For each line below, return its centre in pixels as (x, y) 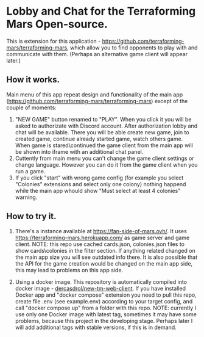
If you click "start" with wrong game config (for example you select (99, 178)
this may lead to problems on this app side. (69, 270)
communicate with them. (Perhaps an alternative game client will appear (97, 54)
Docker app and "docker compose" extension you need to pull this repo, (106, 295)
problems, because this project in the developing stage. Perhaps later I (104, 321)
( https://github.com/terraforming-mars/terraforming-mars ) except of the (97, 101)
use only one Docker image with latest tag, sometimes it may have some (106, 314)
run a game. (30, 171)
